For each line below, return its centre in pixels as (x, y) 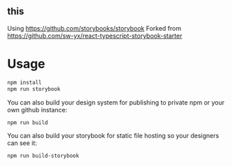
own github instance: (37, 110)
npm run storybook (34, 89)
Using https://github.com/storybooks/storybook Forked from (94, 28)
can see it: (22, 143)
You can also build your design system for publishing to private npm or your (116, 102)
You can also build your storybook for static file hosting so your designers (113, 136)
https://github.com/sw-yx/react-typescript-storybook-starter (95, 36)
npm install (24, 82)
